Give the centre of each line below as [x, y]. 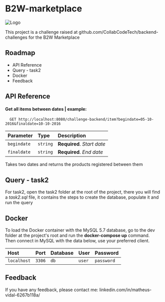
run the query [19, 203]
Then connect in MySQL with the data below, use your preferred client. [78, 240]
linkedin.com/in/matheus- [126, 290]
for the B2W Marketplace [54, 37]
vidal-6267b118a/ [23, 295]
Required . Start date [82, 144]
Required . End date [80, 152]
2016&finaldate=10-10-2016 [33, 124]
